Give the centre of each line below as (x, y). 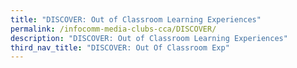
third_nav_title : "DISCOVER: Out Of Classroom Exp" (120, 47)
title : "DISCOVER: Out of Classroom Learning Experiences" (136, 19)
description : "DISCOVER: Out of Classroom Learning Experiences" (149, 38)
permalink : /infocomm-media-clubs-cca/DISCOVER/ (113, 29)
